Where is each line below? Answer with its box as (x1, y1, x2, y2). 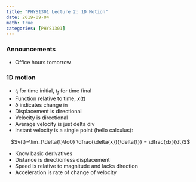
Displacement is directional (14, 107, 82, 115)
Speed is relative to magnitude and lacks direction (14, 162, 139, 169)
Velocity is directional (14, 114, 68, 121)
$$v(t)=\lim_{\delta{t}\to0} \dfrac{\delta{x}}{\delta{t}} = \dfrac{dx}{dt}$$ (11, 138, 190, 145)
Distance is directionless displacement (14, 156, 110, 163)
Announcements (6, 45, 56, 54)
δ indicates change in (14, 101, 68, 108)
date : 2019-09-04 (6, 14, 50, 20)
